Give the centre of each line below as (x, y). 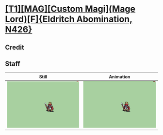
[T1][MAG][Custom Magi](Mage (70, 9)
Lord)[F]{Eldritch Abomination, (69, 19)
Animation (120, 76)
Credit (15, 47)
